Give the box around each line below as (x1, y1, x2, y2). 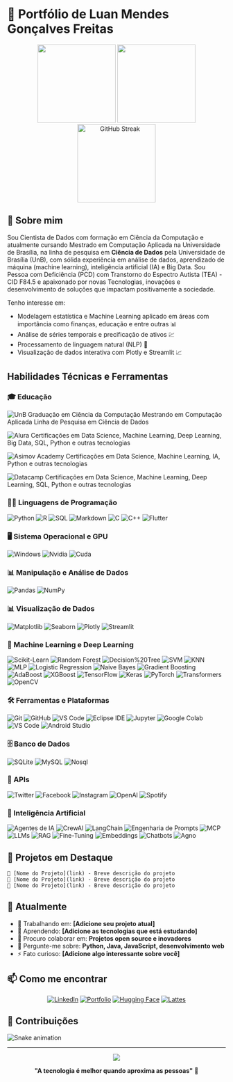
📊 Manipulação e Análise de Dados (7, 567, 129, 577)
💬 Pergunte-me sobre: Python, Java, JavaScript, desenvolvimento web (17, 941, 225, 950)
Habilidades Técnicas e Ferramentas (7, 371, 169, 383)
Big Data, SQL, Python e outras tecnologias (7, 438, 130, 447)
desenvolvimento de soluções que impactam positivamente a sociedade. (7, 285, 216, 293)
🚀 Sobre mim (7, 215, 64, 227)
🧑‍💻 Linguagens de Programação (7, 498, 118, 507)
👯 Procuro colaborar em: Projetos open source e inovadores (17, 934, 192, 942)
